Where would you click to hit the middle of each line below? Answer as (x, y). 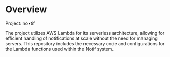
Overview (26, 9)
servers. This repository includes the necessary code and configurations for (85, 43)
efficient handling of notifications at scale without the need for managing (81, 38)
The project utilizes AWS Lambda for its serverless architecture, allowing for (85, 33)
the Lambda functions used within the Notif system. (59, 49)
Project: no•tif (20, 23)
